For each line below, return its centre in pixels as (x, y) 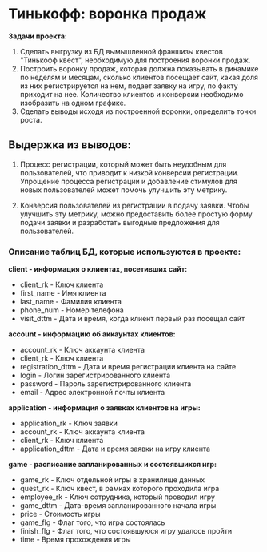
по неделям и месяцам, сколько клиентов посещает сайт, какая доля (139, 77)
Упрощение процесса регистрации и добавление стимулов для (128, 181)
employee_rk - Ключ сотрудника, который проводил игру (118, 497)
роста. (31, 119)
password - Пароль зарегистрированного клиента (106, 384)
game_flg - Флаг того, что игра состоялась (92, 522)
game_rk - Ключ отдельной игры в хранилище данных (112, 480)
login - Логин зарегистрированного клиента (95, 375)
